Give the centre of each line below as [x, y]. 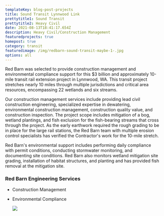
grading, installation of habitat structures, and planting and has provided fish [82, 161]
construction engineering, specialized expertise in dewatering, [68, 105]
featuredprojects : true [29, 37]
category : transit [24, 46]
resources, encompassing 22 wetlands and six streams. [61, 90]
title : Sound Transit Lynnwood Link [42, 14]
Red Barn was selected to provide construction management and [70, 69]
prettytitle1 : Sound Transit [35, 19]
